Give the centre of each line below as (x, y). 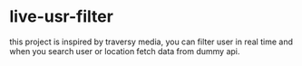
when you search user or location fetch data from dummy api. (125, 51)
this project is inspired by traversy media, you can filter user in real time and (151, 42)
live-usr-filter (61, 17)
